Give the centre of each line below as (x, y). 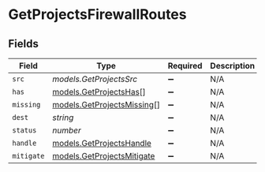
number (67, 130)
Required (185, 66)
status (24, 131)
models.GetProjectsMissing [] (106, 105)
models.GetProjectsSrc (95, 79)
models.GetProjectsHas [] (99, 92)
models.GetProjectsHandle (102, 143)
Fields (24, 44)
